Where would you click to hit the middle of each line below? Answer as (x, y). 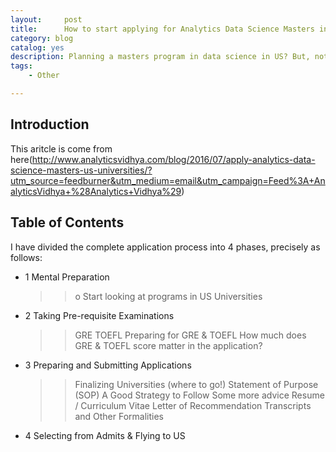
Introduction (50, 124)
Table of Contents (67, 222)
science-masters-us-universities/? (81, 170)
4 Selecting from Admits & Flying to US (105, 435)
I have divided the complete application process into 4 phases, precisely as (165, 247)
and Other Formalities (119, 416)
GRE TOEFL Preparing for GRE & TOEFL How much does (190, 335)
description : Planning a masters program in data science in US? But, (160, 57)
